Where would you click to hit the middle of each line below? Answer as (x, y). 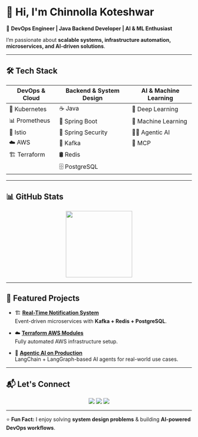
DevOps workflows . (31, 428)
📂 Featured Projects (43, 298)
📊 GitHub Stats (35, 197)
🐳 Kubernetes (28, 109)
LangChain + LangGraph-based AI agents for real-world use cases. (96, 359)
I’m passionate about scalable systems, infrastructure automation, (88, 40)
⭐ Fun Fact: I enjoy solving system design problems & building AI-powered (98, 419)
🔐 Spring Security (83, 132)
